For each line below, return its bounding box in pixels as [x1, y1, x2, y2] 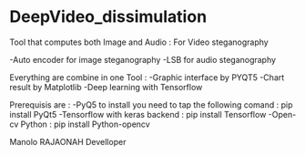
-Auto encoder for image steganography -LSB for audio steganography [9, 54, 276, 65]
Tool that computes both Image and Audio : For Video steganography [9, 36, 269, 47]
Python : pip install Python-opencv [20, 119, 150, 130]
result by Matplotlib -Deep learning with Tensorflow [9, 81, 203, 92]
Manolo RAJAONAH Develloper [9, 136, 127, 147]
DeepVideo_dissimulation [9, 6, 208, 27]
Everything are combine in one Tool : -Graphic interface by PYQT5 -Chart [9, 71, 285, 83]
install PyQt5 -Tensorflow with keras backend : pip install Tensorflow [9, 109, 267, 120]
